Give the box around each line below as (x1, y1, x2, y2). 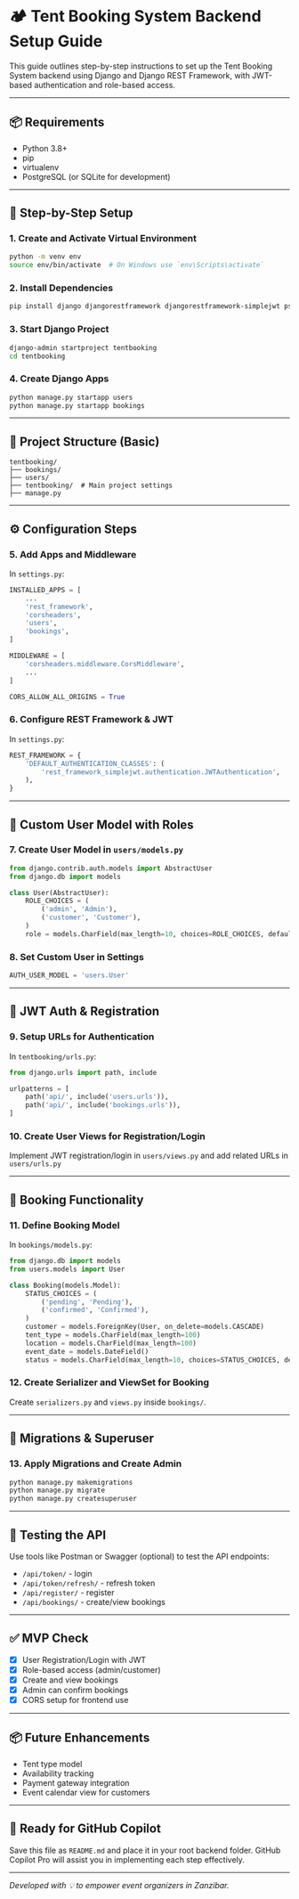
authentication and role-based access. (34, 79, 176, 90)
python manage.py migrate (9, 1486, 105, 1496)
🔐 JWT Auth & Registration (9, 1004, 160, 1019)
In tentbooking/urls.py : (9, 1051, 97, 1062)
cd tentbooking (9, 352, 66, 361)
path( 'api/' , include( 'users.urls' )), (25, 1092, 169, 1102)
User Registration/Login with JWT (21, 1654, 147, 1665)
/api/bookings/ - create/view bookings (21, 1596, 166, 1607)
